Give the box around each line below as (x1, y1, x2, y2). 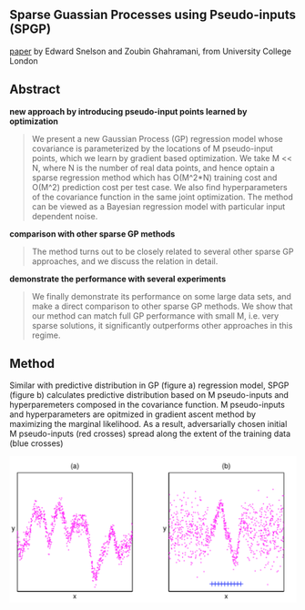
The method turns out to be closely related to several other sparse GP (31, 246, 294, 257)
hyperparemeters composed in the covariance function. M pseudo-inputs (9, 400, 285, 411)
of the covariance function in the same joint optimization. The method (31, 191, 293, 202)
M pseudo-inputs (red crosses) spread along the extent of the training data (9, 428, 291, 440)
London (9, 55, 38, 66)
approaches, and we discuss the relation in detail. (31, 255, 219, 267)
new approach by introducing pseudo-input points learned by (9, 106, 248, 117)
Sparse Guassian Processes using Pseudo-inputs (9, 7, 296, 23)
